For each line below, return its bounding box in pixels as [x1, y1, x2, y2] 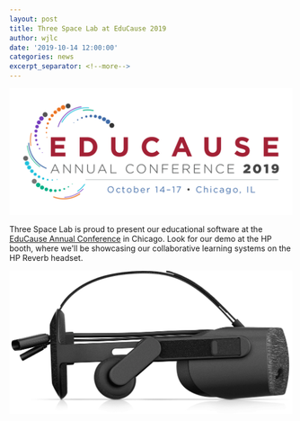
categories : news [9, 52, 75, 62]
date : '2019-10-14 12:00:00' [9, 43, 119, 52]
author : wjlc [9, 33, 58, 42]
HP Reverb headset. [9, 253, 84, 264]
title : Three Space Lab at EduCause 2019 [9, 23, 167, 33]
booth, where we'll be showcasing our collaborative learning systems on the [9, 243, 292, 254]
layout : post [9, 14, 58, 23]
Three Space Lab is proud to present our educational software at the [9, 224, 263, 235]
